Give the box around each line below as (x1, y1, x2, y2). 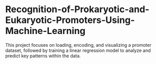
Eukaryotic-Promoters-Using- (5, 14, 135, 26)
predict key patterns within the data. (5, 52, 81, 59)
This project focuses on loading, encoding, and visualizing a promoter (5, 42, 151, 48)
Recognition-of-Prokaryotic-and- (5, 4, 150, 15)
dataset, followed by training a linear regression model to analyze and (5, 47, 151, 53)
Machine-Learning (5, 25, 85, 37)
